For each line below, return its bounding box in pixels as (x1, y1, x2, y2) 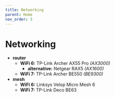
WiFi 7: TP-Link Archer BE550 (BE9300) (20, 71, 103, 77)
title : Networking (5, 7, 44, 13)
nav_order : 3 (5, 17, 33, 22)
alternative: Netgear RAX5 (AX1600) (27, 66, 104, 72)
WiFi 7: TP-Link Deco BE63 (20, 87, 77, 93)
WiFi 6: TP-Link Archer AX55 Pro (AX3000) (20, 60, 110, 66)
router (12, 55, 26, 61)
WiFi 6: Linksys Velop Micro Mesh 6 (20, 81, 95, 88)
